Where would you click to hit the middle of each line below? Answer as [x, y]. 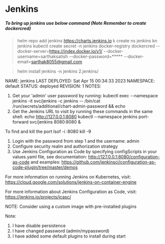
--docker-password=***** [96, 57]
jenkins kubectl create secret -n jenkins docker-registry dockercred [86, 46]
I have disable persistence [39, 226]
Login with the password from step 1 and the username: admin [76, 141]
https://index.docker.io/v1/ [76, 51]
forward [20, 122]
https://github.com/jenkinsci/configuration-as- [109, 162]
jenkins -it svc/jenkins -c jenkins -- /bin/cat [56, 101]
